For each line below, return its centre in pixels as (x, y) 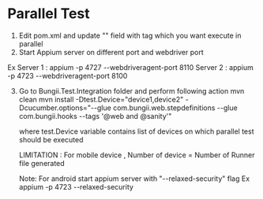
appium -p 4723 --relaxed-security (76, 186)
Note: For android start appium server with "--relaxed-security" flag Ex (134, 179)
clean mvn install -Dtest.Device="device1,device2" (101, 99)
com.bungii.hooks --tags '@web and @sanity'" (95, 116)
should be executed (51, 139)
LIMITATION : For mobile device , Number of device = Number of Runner (137, 155)
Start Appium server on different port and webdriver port (111, 52)
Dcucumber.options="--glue (65, 108)
